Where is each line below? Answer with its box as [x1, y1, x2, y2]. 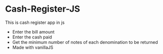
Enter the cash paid [12, 34, 52, 40]
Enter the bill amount [12, 29, 55, 35]
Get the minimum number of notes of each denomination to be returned [12, 39, 158, 45]
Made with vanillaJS [12, 44, 53, 50]
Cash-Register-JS [5, 3, 81, 15]
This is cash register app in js [5, 19, 65, 25]
